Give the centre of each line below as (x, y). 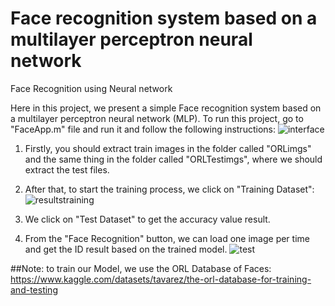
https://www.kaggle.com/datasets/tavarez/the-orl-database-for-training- (161, 279)
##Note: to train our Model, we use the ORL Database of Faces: (141, 268)
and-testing (34, 289)
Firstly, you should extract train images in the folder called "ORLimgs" (168, 148)
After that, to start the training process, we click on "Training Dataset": (169, 189)
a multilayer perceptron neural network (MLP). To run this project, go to (157, 118)
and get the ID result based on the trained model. (126, 249)
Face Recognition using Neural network (91, 88)
